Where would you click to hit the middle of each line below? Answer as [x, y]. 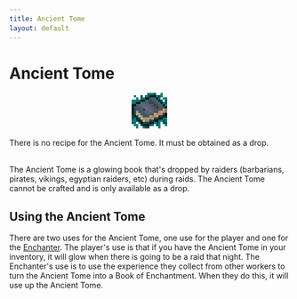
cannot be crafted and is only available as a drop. [99, 189]
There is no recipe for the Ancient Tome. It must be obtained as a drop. [139, 143]
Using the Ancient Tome [77, 217]
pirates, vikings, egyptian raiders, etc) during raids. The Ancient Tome [137, 179]
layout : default [39, 28]
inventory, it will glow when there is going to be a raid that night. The [135, 257]
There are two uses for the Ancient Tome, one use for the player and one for [149, 238]
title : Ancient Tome [48, 19]
